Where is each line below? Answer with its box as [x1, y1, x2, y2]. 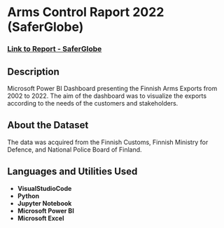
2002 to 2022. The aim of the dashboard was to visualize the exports [7, 92, 207, 100]
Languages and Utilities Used [7, 166, 138, 178]
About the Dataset [7, 120, 89, 131]
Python [17, 192, 40, 200]
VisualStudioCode [17, 184, 72, 192]
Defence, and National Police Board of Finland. [7, 145, 142, 154]
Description [7, 66, 59, 78]
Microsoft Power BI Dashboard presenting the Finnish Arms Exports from [7, 84, 218, 92]
